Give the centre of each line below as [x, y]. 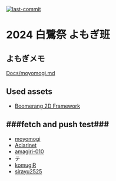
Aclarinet [26, 145]
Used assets [29, 92]
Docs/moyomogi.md [31, 73]
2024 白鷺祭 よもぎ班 [58, 35]
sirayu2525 [28, 171]
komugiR [25, 165]
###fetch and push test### [58, 125]
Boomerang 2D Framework [47, 106]
